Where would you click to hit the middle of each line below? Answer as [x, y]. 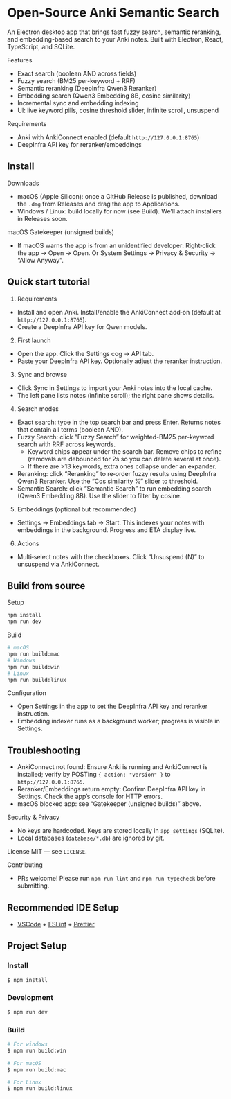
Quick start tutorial [49, 282]
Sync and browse [42, 374]
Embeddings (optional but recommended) [77, 509]
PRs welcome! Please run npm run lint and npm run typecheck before [116, 879]
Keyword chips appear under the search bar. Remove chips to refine [125, 451]
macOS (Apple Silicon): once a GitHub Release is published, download [117, 196]
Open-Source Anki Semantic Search [113, 13]
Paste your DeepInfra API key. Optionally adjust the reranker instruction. [120, 361]
